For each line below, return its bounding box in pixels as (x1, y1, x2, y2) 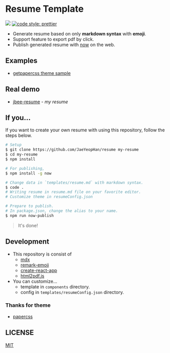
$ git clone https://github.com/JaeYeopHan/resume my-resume (5, 147, 139, 152)
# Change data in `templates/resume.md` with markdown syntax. (5, 180, 144, 185)
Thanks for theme (5, 302, 51, 309)
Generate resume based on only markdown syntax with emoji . (12, 30, 146, 36)
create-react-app (20, 267, 58, 273)
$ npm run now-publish (5, 213, 54, 218)
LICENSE (5, 328, 34, 337)
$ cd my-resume (5, 152, 38, 157)
